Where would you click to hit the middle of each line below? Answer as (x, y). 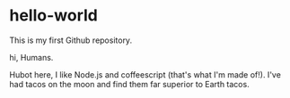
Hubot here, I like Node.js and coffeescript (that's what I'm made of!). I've (145, 74)
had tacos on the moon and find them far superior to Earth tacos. (129, 84)
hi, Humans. (31, 57)
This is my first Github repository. (71, 40)
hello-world (54, 16)
